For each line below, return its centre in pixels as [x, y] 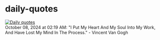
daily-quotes [31, 9]
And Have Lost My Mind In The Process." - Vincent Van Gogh [67, 32]
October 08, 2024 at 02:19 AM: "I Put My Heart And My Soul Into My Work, [80, 27]
